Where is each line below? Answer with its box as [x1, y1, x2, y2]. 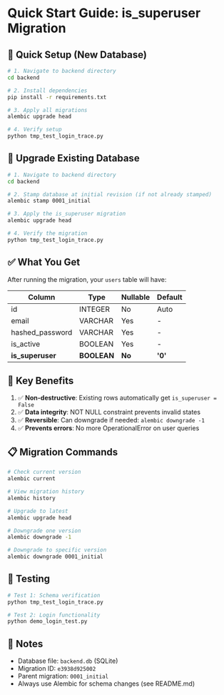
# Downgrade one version [7, 527, 81, 534]
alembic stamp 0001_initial [7, 198, 91, 205]
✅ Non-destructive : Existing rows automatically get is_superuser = [17, 394, 218, 402]
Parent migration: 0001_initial [17, 672, 109, 681]
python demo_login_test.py [7, 618, 88, 625]
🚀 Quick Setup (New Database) [7, 49, 148, 61]
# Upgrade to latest [7, 507, 69, 514]
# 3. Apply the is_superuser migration [7, 210, 126, 218]
